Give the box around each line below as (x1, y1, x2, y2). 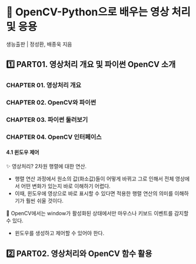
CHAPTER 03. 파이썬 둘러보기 (6, 116, 88, 124)
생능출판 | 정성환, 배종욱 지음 (6, 41, 72, 48)
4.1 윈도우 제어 (6, 148, 39, 156)
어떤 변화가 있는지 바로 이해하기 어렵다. (21, 183, 111, 190)
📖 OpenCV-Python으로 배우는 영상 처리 (6, 5, 191, 19)
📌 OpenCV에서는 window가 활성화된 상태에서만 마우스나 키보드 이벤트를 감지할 (6, 210, 189, 217)
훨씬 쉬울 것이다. (25, 198, 64, 205)
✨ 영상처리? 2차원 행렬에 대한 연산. (6, 163, 87, 170)
